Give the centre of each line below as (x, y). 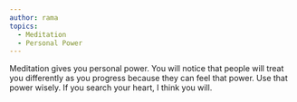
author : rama (34, 18)
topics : (24, 26)
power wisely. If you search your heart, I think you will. (111, 88)
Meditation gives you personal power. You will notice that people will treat (147, 69)
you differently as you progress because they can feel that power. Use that (148, 79)
